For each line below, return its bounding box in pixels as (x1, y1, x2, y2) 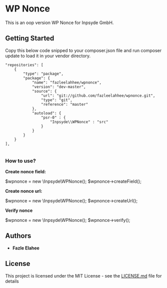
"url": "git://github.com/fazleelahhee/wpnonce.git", (40, 93, 155, 98)
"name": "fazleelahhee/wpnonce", (31, 80, 101, 85)
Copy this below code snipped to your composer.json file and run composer (5, 47, 162, 53)
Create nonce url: (5, 188, 42, 194)
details (5, 278, 19, 284)
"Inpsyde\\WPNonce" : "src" (49, 119, 108, 124)
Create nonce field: (5, 169, 46, 175)
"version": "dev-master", (31, 84, 86, 89)
